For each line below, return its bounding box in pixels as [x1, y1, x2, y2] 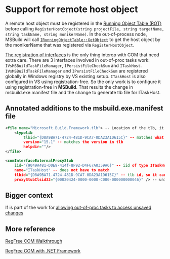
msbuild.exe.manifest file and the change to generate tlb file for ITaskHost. [5, 89, 161, 95]
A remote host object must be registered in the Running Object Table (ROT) [5, 20, 162, 26]
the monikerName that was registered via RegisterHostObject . [5, 42, 135, 48]
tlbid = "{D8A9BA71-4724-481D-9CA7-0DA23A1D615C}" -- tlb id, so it [14, 172, 157, 177]
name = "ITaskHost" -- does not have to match [14, 167, 110, 173]
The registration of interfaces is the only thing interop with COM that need [5, 52, 159, 58]
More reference [5, 225, 56, 233]
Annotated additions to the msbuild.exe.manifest [5, 104, 163, 113]
